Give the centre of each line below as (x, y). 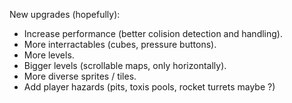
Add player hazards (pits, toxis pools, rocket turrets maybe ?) (149, 87)
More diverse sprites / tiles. (80, 76)
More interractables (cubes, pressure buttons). (120, 44)
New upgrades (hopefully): (65, 14)
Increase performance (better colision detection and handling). (153, 33)
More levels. (49, 55)
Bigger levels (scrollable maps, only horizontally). (125, 65)
